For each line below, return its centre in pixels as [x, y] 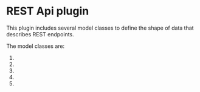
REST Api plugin [48, 11]
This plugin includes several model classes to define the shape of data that [100, 28]
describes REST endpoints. [40, 34]
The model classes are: [36, 46]
